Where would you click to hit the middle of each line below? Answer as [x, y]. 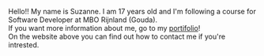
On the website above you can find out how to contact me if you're [117, 36]
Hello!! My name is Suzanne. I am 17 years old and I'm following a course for [132, 11]
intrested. [24, 45]
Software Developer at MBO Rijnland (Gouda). [83, 20]
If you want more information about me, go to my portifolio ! [104, 28]
